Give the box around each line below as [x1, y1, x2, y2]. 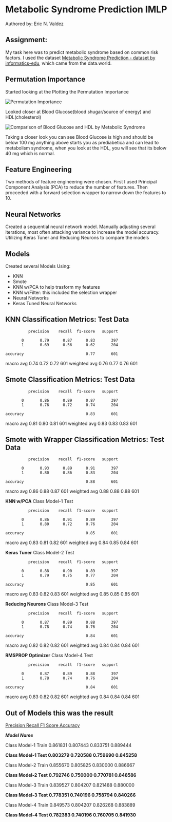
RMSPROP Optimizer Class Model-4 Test [5, 652, 93, 659]
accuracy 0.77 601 [5, 351, 118, 357]
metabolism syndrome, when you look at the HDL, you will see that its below [5, 145, 167, 151]
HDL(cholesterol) [5, 114, 42, 120]
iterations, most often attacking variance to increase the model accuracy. [5, 229, 160, 235]
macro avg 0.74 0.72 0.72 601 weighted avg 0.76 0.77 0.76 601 [5, 360, 138, 366]
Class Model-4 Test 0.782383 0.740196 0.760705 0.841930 [5, 812, 136, 818]
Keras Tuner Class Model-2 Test [5, 550, 74, 556]
